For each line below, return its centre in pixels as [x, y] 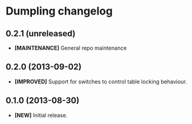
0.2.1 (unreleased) [41, 34]
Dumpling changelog [59, 11]
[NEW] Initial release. [41, 115]
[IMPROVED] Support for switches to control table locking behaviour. [101, 81]
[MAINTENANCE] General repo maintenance [71, 48]
